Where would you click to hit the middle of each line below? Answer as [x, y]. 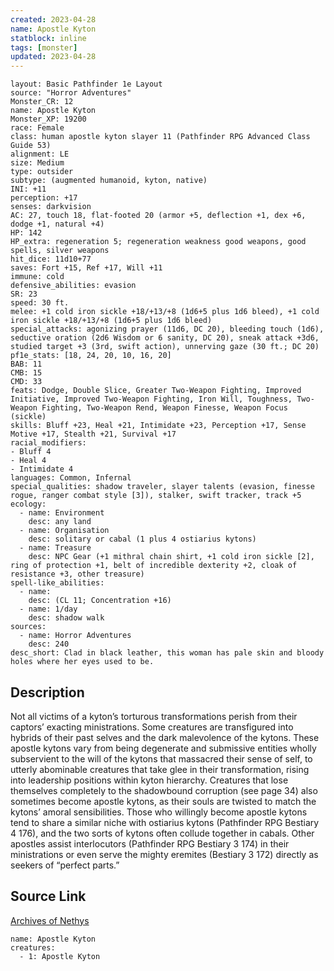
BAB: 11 [26, 364]
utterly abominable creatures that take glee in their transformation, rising [160, 769]
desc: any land [60, 522]
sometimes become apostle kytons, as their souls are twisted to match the [163, 801]
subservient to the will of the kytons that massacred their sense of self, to [161, 758]
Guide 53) [31, 146]
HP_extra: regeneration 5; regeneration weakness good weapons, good [158, 242]
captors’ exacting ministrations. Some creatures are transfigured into [152, 727]
